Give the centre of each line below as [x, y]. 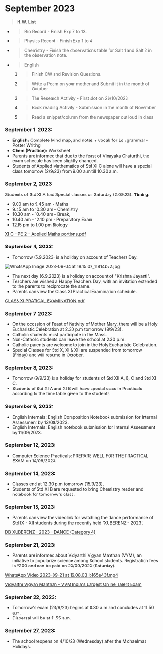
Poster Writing [27, 145]
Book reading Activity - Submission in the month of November [94, 107]
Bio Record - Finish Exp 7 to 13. [55, 31]
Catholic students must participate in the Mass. [59, 335]
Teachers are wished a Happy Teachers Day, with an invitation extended [84, 281]
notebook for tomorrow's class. [44, 495]
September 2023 [40, 9]
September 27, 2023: [30, 631]
